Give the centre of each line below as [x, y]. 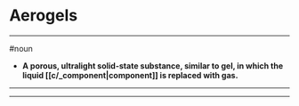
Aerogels [44, 16]
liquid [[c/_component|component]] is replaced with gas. [130, 75]
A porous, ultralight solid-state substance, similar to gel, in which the [153, 65]
